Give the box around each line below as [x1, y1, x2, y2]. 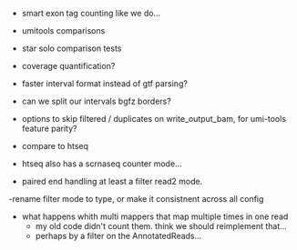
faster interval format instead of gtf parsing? [21, 78, 189, 89]
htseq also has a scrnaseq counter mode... [21, 158, 183, 169]
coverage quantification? [21, 61, 116, 71]
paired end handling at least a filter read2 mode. [21, 176, 203, 186]
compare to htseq [21, 141, 88, 151]
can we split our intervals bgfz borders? [21, 95, 172, 106]
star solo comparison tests [21, 43, 122, 54]
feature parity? [21, 123, 77, 134]
